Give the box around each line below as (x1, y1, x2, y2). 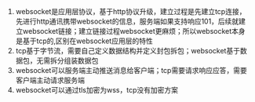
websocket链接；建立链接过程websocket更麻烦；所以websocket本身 (22, 27, 246, 35)
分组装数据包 (56, 56, 99, 65)
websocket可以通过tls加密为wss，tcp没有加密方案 (15, 86, 179, 94)
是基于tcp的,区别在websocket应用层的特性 (15, 36, 153, 46)
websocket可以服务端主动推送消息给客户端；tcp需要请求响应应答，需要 (15, 66, 247, 75)
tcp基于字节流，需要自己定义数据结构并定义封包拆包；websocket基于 (15, 46, 241, 55)
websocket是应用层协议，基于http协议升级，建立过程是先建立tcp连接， (15, 7, 246, 16)
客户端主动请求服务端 (15, 75, 85, 85)
